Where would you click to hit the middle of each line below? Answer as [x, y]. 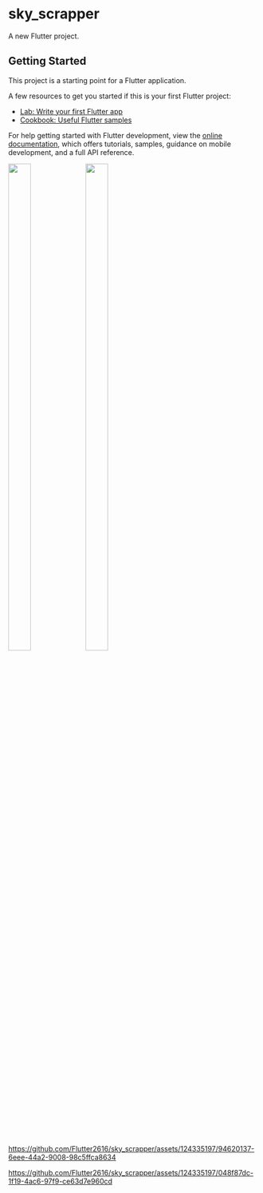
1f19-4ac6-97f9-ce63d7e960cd [61, 1181]
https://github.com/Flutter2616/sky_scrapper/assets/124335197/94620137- [131, 1148]
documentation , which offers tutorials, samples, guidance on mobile [120, 144]
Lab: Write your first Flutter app [71, 111]
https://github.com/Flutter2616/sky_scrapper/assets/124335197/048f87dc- [131, 1172]
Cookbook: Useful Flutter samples [76, 120]
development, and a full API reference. [71, 152]
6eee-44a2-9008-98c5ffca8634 [63, 1157]
